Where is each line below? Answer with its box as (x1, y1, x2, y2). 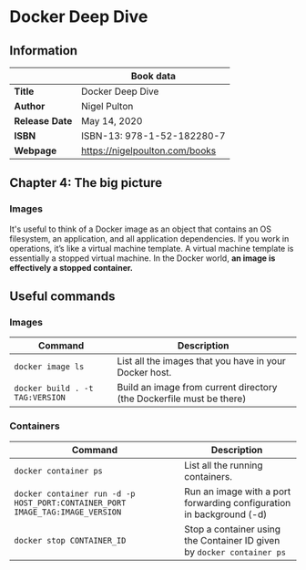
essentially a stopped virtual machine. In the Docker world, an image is (9, 253, 276, 264)
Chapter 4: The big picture (9, 175, 163, 191)
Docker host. (117, 367, 172, 379)
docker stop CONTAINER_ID (14, 535, 127, 545)
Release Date (14, 115, 73, 127)
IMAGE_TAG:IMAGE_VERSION (14, 506, 122, 517)
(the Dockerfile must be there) (117, 392, 247, 405)
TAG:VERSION (14, 392, 66, 403)
